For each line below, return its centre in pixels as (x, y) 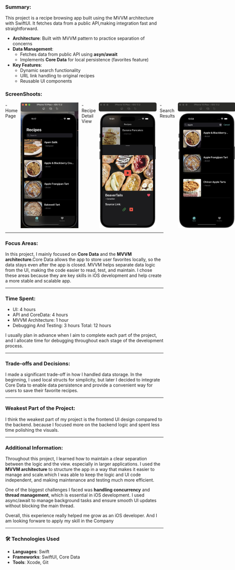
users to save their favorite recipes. (42, 391)
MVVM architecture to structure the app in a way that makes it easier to (80, 469)
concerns (22, 44)
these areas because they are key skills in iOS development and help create (83, 275)
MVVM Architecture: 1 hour (40, 320)
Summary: (18, 7)
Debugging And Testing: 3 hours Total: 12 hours (62, 326)
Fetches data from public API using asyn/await (69, 54)
